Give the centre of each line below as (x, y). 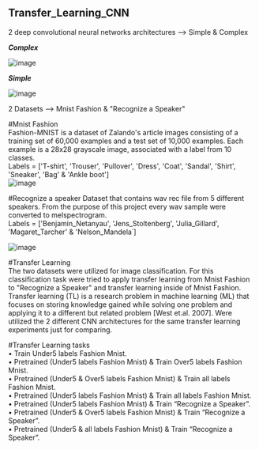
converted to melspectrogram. (58, 215)
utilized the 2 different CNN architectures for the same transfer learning (124, 321)
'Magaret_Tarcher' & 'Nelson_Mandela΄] (72, 232)
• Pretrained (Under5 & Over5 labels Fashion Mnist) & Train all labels (119, 378)
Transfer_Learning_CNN (69, 13)
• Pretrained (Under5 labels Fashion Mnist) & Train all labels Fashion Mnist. (130, 395)
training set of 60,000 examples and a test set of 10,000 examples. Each (126, 141)
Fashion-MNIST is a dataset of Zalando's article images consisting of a (123, 132)
